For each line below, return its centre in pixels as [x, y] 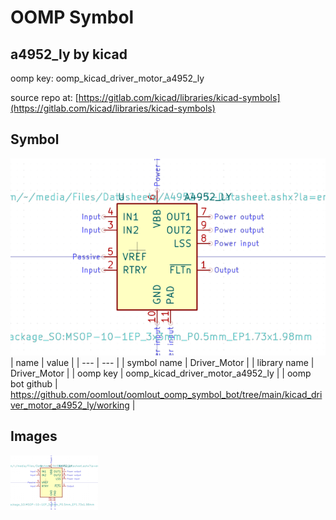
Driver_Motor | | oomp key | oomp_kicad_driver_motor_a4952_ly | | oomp [161, 373]
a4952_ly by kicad [69, 54]
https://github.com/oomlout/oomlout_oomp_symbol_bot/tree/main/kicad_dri [166, 394]
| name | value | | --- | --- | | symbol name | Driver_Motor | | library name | [162, 362]
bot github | [34, 383]
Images [34, 436]
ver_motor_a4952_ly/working [70, 405]
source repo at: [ [44, 97]
